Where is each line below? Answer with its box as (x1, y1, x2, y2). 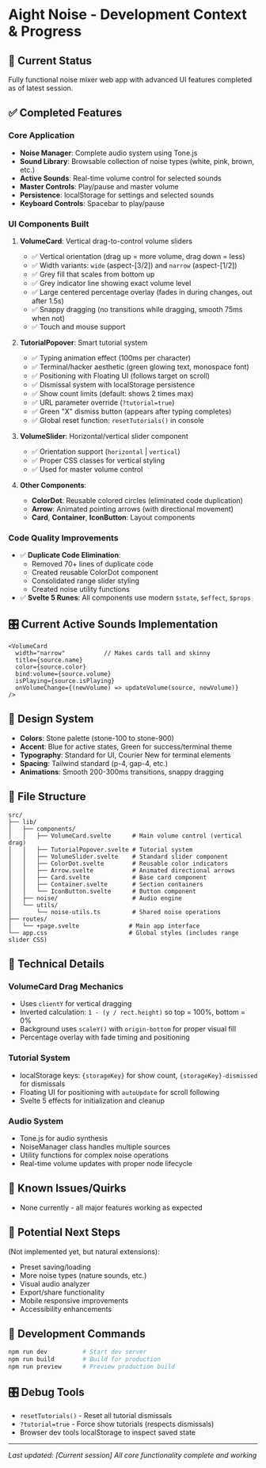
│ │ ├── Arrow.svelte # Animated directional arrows (8, 866, 236, 875)
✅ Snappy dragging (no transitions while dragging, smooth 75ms (31, 304, 243, 314)
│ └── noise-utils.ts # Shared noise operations (8, 908, 222, 916)
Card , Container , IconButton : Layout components (31, 513, 196, 522)
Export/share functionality (19, 1287, 105, 1297)
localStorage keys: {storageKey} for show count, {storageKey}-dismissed (19, 1070, 258, 1080)
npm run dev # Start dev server (8, 1348, 147, 1356)
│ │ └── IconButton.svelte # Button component (8, 887, 196, 895)
